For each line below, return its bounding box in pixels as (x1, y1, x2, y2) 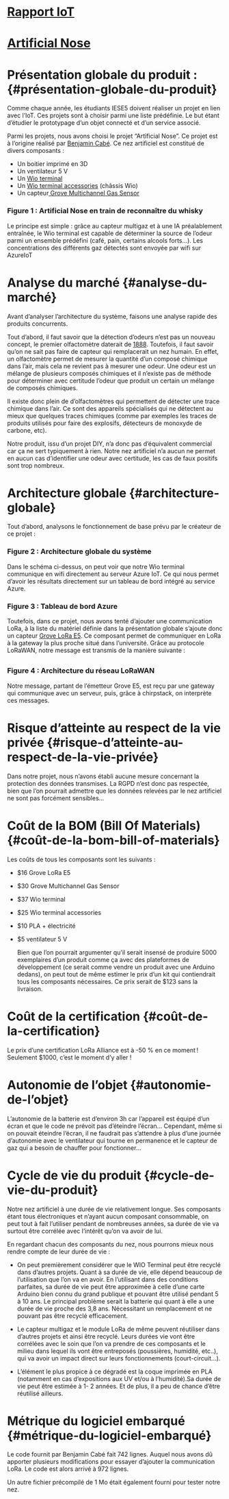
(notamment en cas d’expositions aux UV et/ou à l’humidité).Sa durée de (16, 1374, 221, 1382)
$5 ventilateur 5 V (16, 935, 68, 943)
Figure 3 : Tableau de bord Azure (7, 601, 118, 611)
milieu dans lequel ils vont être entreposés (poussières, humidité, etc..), (16, 1347, 219, 1355)
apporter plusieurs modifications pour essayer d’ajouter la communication (7, 1458, 215, 1466)
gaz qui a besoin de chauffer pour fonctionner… (7, 1143, 142, 1152)
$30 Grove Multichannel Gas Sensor (16, 882, 120, 890)
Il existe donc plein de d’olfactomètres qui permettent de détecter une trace (7, 397, 220, 405)
